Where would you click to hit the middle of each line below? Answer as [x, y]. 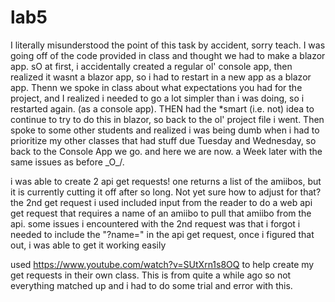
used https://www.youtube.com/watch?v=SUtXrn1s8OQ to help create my [162, 264]
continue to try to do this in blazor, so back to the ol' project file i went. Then [167, 119]
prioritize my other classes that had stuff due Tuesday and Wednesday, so [163, 140]
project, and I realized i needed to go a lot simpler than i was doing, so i [157, 98]
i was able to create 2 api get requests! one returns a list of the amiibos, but [166, 181]
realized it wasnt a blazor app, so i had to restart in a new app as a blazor [161, 77]
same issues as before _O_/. [67, 162]
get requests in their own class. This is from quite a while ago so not [151, 275]
